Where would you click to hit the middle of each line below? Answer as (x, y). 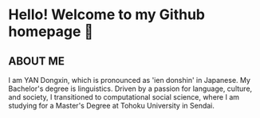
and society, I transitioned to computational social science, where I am (124, 97)
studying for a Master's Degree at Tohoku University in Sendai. (112, 106)
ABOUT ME (37, 61)
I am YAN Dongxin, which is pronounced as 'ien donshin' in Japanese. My (130, 80)
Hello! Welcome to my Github (107, 15)
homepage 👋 (51, 31)
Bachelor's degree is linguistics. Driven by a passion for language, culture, (130, 88)
